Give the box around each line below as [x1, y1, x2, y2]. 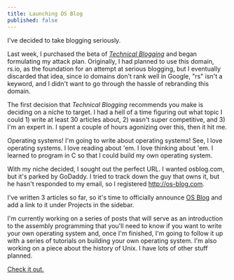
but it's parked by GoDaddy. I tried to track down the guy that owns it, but [7, 172, 219, 181]
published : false [7, 17, 58, 24]
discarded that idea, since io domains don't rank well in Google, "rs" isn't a [7, 71, 223, 80]
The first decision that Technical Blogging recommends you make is [7, 100, 204, 108]
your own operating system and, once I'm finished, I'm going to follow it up [7, 229, 223, 237]
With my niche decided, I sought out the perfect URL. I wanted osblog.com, [7, 164, 225, 173]
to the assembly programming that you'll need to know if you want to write [7, 221, 222, 230]
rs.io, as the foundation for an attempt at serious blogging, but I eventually [7, 64, 221, 73]
